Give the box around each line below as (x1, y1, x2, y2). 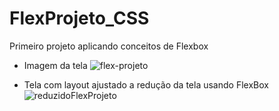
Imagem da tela (23, 59, 88, 71)
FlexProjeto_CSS (9, 7, 150, 30)
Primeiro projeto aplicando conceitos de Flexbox (9, 40, 209, 52)
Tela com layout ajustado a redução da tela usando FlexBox (23, 78, 269, 91)
